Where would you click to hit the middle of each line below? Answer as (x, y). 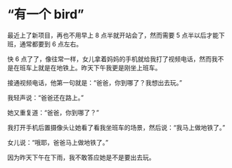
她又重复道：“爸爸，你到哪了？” (53, 112)
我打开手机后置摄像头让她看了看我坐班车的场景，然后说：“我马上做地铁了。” (116, 127)
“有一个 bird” (46, 14)
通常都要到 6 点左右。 (51, 44)
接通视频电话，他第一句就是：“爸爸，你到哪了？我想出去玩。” (95, 82)
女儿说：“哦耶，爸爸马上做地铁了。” (58, 142)
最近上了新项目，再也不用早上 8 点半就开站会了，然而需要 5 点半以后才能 (113, 35)
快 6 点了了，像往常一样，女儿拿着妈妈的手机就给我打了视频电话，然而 (110, 59)
